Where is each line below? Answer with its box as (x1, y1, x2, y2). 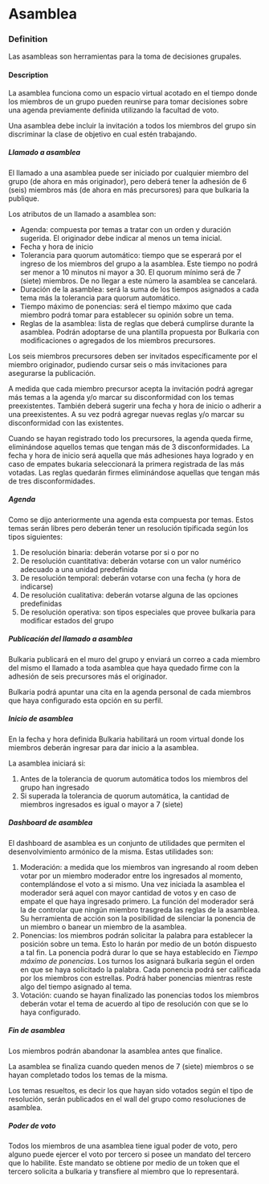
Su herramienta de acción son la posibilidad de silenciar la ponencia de (19, 913, 256, 923)
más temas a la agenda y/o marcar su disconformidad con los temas (8, 392, 234, 402)
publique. (8, 194, 40, 203)
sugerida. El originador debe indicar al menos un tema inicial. (19, 233, 222, 243)
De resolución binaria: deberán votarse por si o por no (19, 547, 199, 557)
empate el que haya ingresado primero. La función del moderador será (19, 896, 255, 906)
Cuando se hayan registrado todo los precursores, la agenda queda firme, (8, 433, 253, 443)
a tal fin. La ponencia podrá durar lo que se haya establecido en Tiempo (19, 947, 259, 957)
